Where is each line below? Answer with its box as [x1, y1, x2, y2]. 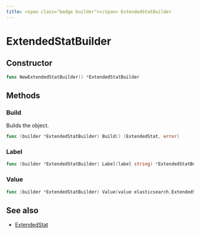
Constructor [6, 58, 52, 69]
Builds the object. [6, 122, 49, 129]
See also [6, 205, 39, 215]
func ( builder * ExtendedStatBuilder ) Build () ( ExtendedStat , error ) [6, 134, 180, 140]
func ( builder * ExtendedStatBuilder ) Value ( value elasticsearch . [6, 189, 171, 195]
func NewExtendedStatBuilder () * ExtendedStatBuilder [6, 74, 140, 80]
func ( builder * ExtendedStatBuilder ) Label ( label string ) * [6, 161, 159, 167]
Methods [6, 90, 40, 100]
